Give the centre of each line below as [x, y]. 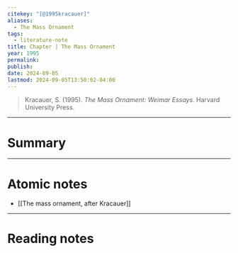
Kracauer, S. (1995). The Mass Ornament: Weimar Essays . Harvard [122, 100]
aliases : [20, 21]
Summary [36, 143]
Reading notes [51, 239]
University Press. [50, 108]
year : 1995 [23, 54]
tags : [15, 34]
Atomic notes [47, 184]
